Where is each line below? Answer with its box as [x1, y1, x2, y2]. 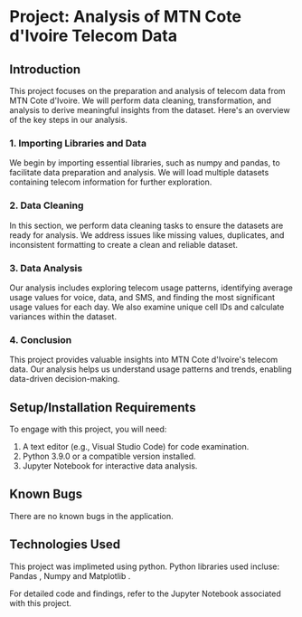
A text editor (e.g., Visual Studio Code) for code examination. [22, 441, 250, 451]
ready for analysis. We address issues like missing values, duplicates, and [9, 229, 285, 241]
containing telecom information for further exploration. [9, 176, 212, 187]
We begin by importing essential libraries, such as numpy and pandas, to [9, 157, 280, 168]
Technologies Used [9, 536, 120, 553]
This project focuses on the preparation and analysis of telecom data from [9, 86, 287, 96]
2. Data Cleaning [9, 199, 84, 212]
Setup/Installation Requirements [9, 400, 196, 415]
